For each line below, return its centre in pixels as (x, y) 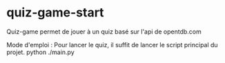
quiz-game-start (55, 13)
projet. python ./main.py (41, 52)
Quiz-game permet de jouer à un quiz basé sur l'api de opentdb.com (104, 32)
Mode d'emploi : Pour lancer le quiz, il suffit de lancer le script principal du (112, 45)
